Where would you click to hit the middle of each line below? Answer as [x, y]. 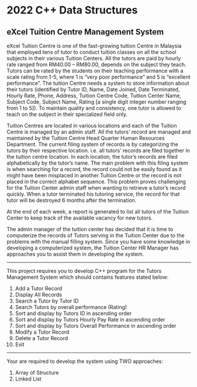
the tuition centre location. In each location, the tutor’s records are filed [92, 157]
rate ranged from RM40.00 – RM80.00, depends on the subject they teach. [96, 64]
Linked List [28, 379]
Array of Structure [37, 373]
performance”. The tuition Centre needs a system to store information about [98, 83]
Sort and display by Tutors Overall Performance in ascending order [96, 326]
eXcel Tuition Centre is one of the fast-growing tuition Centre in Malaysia [94, 46]
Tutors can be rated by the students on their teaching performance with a [95, 71]
